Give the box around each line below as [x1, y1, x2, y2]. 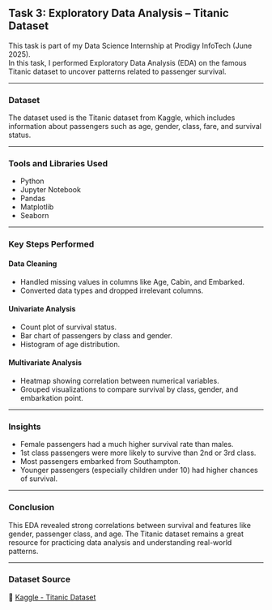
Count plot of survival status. [19, 322, 117, 332]
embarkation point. [19, 393, 83, 402]
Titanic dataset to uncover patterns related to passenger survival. [8, 67, 227, 76]
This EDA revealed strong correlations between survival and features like [8, 520, 251, 530]
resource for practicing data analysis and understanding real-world [8, 537, 232, 547]
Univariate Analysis [8, 304, 76, 314]
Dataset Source [8, 573, 71, 585]
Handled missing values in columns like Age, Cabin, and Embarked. [19, 277, 245, 286]
